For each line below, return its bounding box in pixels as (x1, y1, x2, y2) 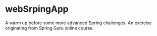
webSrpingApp (5, 3, 69, 15)
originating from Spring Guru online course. (5, 25, 94, 31)
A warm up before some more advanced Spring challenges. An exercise (5, 20, 152, 26)
